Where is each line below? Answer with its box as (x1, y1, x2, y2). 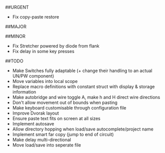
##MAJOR (5, 23, 26, 29)
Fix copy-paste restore (12, 14, 59, 19)
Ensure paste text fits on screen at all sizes (12, 115, 101, 121)
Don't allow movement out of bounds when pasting (12, 99, 118, 105)
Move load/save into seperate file (12, 142, 81, 148)
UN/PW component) (12, 73, 54, 79)
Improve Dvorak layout (12, 110, 59, 116)
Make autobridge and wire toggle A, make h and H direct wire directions (12, 94, 161, 100)
